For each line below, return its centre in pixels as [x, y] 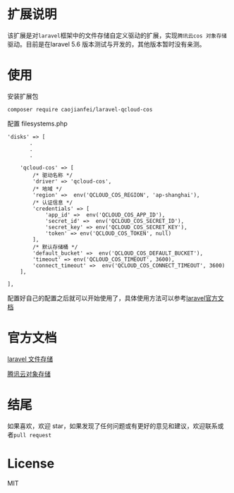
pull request [32, 435]
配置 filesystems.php [38, 123]
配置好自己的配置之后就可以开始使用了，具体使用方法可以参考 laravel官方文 [116, 298]
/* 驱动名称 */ [53, 175]
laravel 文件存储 [30, 359]
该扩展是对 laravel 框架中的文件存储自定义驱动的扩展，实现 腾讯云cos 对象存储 [117, 35]
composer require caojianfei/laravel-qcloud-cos [80, 109]
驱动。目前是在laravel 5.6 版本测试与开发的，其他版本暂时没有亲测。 [106, 44]
